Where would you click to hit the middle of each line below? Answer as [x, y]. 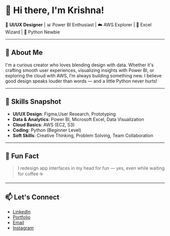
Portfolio [22, 217]
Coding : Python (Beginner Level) [47, 130]
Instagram [23, 228]
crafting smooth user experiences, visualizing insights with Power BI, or [80, 70]
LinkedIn [22, 212]
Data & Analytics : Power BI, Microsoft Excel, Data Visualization [78, 119]
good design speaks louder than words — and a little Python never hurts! [81, 81]
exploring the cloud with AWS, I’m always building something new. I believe [83, 75]
